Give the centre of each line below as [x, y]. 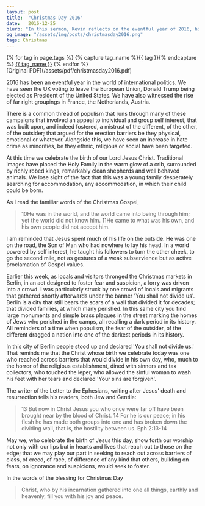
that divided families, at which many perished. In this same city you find [96, 309]
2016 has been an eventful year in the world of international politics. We [96, 82]
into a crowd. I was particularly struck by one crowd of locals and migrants [100, 289]
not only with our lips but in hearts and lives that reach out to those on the [99, 447]
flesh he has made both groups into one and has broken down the [104, 422]
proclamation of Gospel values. [45, 265]
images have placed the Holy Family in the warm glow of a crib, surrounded [101, 164]
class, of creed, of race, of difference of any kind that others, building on [98, 460]
